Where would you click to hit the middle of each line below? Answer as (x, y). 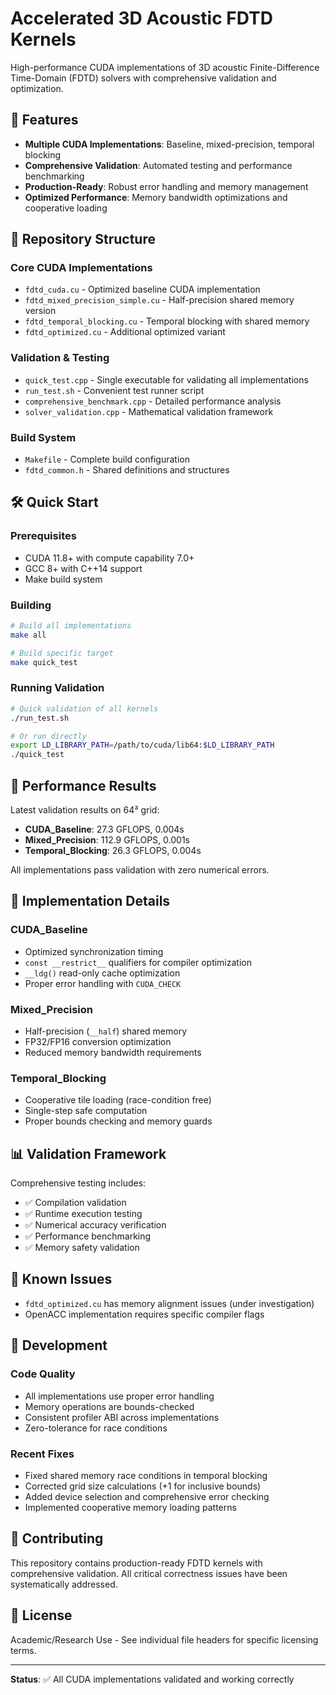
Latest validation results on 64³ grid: (85, 810)
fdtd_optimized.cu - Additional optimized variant (125, 332)
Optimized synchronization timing (94, 951)
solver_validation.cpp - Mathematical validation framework (149, 411)
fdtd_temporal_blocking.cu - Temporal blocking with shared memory (167, 321)
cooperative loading (66, 208)
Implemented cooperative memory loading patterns (130, 1507)
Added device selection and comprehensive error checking (147, 1496)
